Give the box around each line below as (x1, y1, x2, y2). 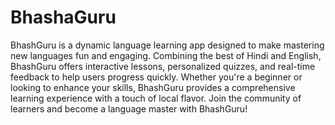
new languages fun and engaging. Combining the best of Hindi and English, (10, 49, 322, 61)
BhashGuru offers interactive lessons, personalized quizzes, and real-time (10, 60, 316, 72)
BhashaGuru (10, 6, 117, 29)
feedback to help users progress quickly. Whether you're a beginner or (10, 71, 303, 83)
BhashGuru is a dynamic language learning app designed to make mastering (10, 39, 325, 51)
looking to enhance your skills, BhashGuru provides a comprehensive (10, 81, 296, 93)
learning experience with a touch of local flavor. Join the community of (10, 92, 302, 104)
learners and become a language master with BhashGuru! (10, 102, 248, 115)
